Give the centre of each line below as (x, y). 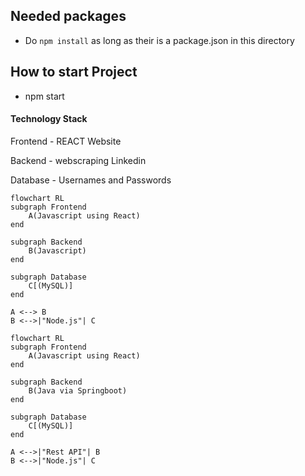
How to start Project (74, 72)
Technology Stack (49, 119)
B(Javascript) (57, 250)
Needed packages (68, 16)
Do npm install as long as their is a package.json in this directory (159, 40)
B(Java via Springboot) (78, 390)
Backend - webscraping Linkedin (78, 160)
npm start (44, 96)
